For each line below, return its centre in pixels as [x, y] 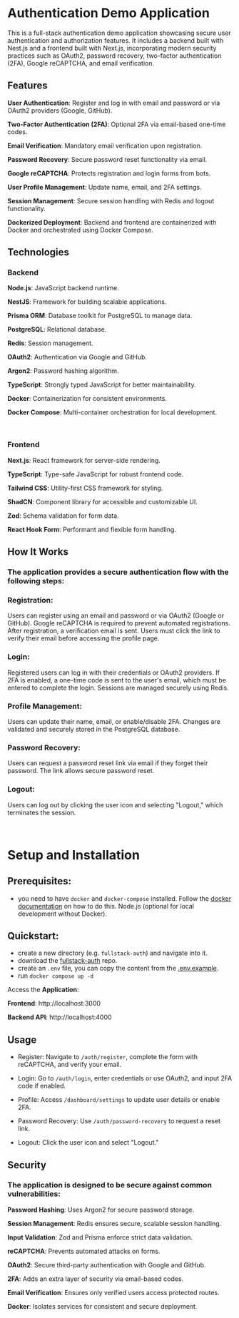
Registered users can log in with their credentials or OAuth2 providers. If [113, 673]
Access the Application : [43, 990]
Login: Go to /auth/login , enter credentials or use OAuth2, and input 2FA [125, 1078]
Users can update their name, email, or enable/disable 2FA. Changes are [114, 721]
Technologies [39, 252]
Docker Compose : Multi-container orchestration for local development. [112, 412]
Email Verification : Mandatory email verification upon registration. [105, 145]
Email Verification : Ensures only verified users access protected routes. [113, 1292]
